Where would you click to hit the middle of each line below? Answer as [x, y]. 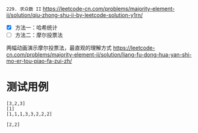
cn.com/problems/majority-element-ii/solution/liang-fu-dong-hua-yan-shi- [99, 55]
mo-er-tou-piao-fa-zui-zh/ [39, 61]
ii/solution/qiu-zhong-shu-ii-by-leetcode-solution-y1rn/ [75, 15]
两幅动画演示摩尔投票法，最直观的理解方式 [59, 48]
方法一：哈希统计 [36, 27]
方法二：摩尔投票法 [39, 35]
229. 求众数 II [24, 9]
